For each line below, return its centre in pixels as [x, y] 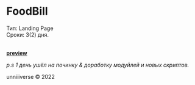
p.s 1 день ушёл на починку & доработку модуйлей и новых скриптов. [98, 65]
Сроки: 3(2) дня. [27, 34]
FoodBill [27, 11]
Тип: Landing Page [30, 28]
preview [17, 53]
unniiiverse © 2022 [30, 76]
